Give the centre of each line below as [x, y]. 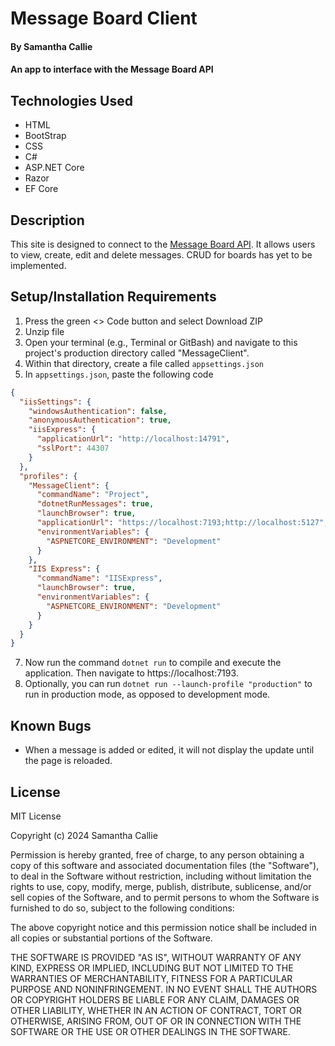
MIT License [36, 816]
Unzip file [44, 331]
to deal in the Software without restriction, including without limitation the [161, 876]
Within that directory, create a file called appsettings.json [144, 363]
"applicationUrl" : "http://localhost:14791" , [133, 439]
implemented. [38, 265]
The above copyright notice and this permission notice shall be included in [163, 927]
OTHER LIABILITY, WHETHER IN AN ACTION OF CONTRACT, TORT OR [156, 1010]
